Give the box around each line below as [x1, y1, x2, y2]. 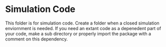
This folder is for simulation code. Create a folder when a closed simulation [5, 20, 160, 26]
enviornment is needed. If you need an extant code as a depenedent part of [5, 25, 161, 31]
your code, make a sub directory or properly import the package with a [5, 30, 151, 36]
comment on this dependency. [5, 36, 68, 42]
